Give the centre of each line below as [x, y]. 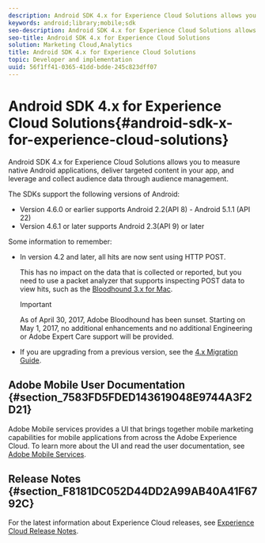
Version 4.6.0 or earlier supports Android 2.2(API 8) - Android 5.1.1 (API [135, 209]
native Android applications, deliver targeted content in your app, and [121, 170]
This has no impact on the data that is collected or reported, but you [131, 272]
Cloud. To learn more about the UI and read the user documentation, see [127, 446]
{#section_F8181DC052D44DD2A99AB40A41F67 [133, 491]
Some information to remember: [60, 241]
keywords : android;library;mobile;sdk [72, 23]
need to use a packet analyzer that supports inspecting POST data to [132, 280]
